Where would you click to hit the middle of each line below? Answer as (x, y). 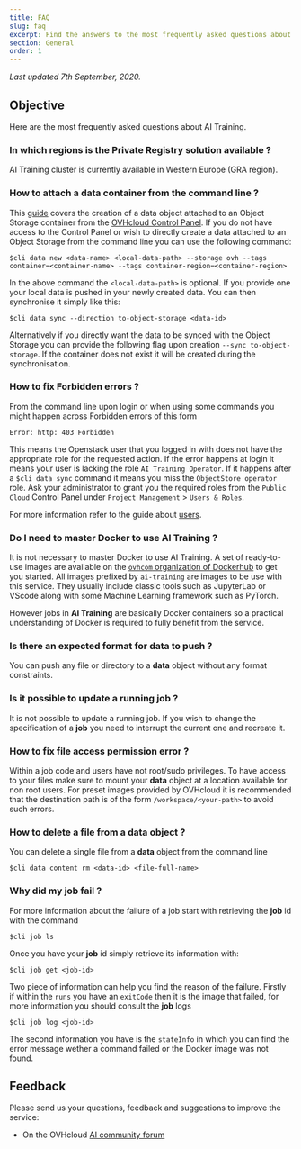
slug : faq (28, 26)
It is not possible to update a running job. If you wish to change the (133, 718)
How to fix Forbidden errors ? (74, 386)
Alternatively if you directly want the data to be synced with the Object (140, 335)
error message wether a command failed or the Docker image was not (139, 1048)
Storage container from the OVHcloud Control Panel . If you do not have (141, 222)
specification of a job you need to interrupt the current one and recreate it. (147, 728)
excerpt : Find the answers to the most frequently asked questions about (150, 34)
